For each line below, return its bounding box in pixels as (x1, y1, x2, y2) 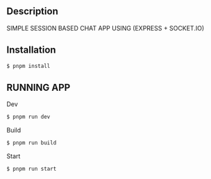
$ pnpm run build (6, 139, 57, 146)
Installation (6, 44, 56, 56)
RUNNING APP (6, 81, 71, 93)
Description (6, 6, 58, 17)
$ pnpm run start (6, 166, 57, 173)
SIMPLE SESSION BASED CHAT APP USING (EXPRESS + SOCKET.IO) (6, 24, 205, 32)
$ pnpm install (6, 62, 51, 69)
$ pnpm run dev (6, 114, 51, 121)
